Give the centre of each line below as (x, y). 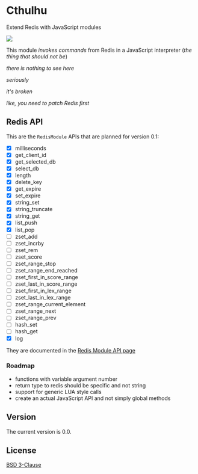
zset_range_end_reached (46, 270)
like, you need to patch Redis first (48, 103)
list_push (26, 223)
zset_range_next (36, 311)
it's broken (20, 91)
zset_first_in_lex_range (43, 291)
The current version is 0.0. (39, 431)
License (21, 451)
